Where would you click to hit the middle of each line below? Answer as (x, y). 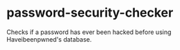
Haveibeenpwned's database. (49, 39)
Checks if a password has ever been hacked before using (89, 32)
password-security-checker (90, 13)
